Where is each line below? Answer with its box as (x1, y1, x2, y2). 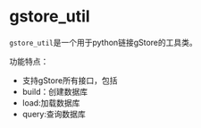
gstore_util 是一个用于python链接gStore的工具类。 (9, 37, 198, 47)
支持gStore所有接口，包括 (21, 74, 118, 86)
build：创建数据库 (21, 86, 88, 97)
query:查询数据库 (21, 108, 87, 119)
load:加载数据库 (21, 97, 80, 108)
